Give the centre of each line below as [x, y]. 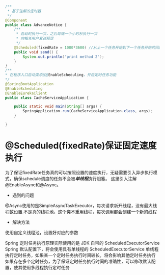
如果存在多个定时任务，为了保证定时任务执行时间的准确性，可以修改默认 [78, 261]
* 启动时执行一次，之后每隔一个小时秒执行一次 [56, 34]
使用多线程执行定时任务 [46, 267]
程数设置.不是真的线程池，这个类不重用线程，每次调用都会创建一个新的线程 [81, 212]
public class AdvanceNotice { [36, 25]
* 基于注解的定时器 [24, 11]
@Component [16, 20]
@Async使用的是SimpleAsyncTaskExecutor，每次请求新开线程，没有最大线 [81, 205]
